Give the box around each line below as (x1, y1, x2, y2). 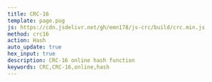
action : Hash (7, 37, 46, 44)
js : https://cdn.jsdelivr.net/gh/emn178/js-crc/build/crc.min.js (7, 24, 205, 31)
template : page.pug (7, 17, 65, 24)
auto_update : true (7, 43, 62, 51)
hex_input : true (7, 51, 55, 58)
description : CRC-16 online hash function (7, 57, 135, 64)
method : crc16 (7, 30, 50, 38)
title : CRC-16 (7, 10, 50, 18)
